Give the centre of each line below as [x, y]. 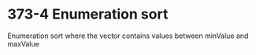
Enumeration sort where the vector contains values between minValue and [128, 36]
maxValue [24, 43]
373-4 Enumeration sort [88, 14]
